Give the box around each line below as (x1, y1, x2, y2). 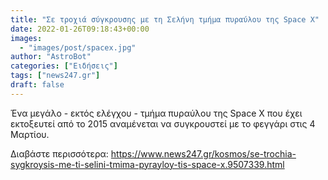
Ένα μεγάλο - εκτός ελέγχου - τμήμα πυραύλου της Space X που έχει (10, 107, 303, 119)
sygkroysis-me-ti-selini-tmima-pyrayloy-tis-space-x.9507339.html (10, 158, 285, 170)
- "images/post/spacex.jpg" (19, 42, 137, 53)
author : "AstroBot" (10, 52, 92, 62)
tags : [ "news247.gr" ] (10, 71, 101, 81)
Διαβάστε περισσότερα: (10, 147, 109, 160)
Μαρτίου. (10, 128, 50, 140)
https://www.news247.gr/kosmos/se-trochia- (110, 147, 297, 160)
